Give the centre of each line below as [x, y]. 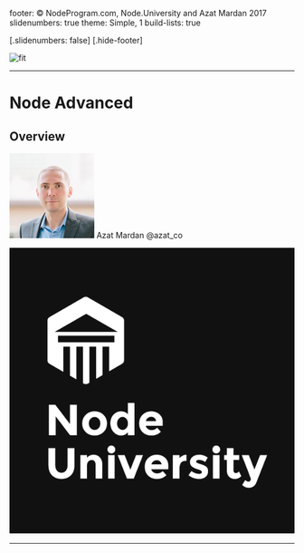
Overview [38, 136]
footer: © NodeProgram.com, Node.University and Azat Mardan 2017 [138, 13]
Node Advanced [71, 103]
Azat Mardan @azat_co [140, 235]
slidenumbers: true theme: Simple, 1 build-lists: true [105, 23]
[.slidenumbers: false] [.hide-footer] [76, 40]
